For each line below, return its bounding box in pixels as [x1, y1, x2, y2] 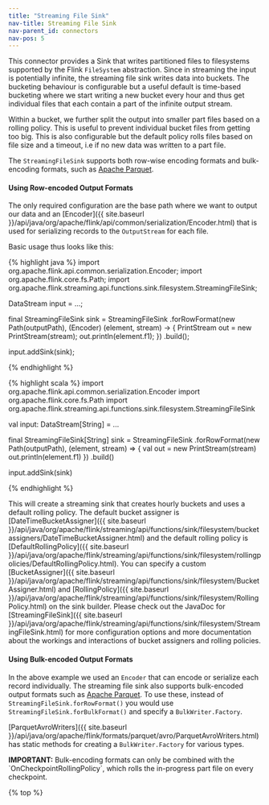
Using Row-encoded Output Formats [8, 183, 134, 192]
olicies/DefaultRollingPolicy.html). [8, 559, 119, 568]
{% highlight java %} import [8, 258, 100, 267]
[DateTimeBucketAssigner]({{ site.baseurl [8, 516, 146, 526]
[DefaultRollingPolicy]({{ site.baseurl [8, 542, 129, 551]
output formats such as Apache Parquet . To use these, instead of [8, 689, 224, 699]
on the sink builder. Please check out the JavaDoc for [48, 601, 226, 612]
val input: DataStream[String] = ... [8, 419, 120, 429]
